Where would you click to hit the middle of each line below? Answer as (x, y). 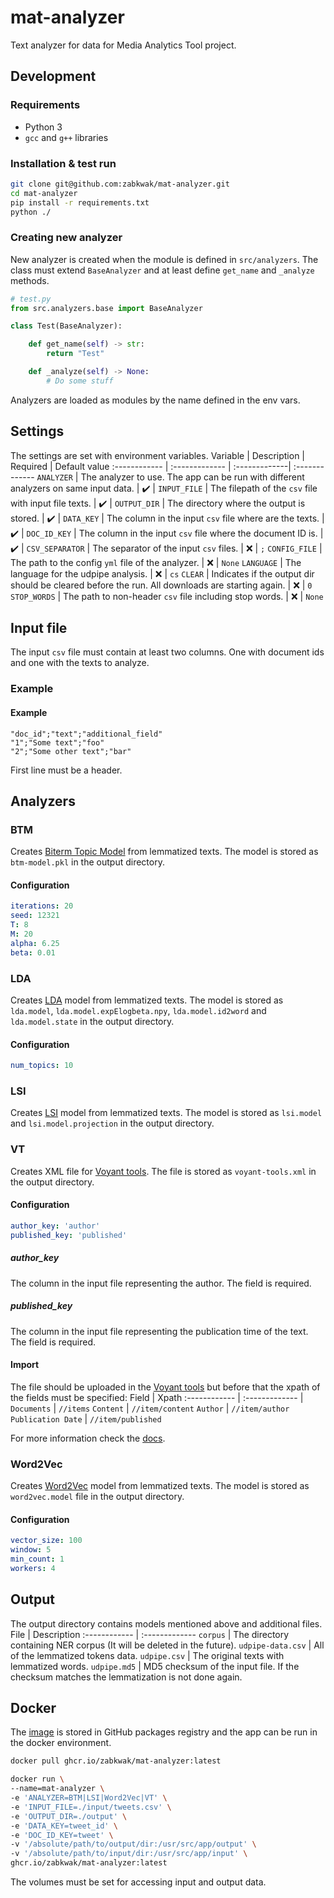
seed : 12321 (35, 916)
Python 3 (43, 127)
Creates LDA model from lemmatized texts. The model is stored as (147, 1000)
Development (53, 76)
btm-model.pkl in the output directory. (87, 862)
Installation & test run (63, 163)
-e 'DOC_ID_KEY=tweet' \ (62, 1835)
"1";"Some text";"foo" (57, 742)
